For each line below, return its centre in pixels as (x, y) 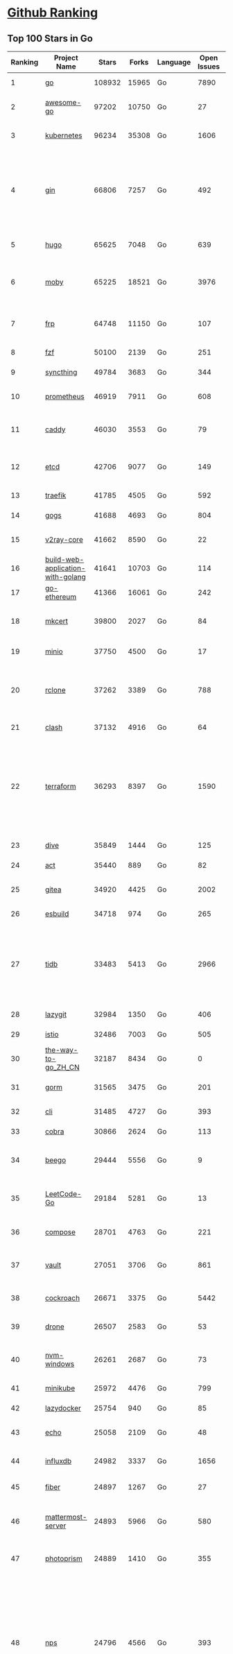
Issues (209, 66)
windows (60, 1364)
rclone (55, 690)
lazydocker (63, 1408)
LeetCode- (63, 1194)
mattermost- (66, 1517)
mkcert (56, 621)
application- (65, 568)
